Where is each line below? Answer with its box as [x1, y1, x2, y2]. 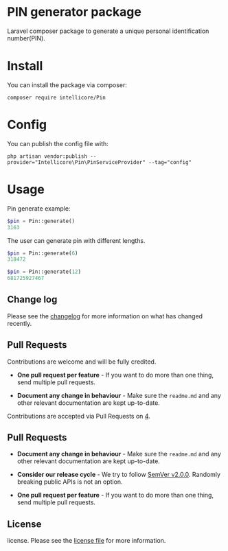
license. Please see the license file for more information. [7, 537, 166, 545]
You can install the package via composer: [7, 80, 127, 89]
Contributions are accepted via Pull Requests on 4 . [7, 412, 151, 420]
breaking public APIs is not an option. [16, 478, 123, 486]
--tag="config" [148, 159, 192, 165]
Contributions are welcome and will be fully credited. [7, 357, 157, 366]
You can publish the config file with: [7, 139, 109, 148]
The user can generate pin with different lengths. [7, 236, 146, 244]
